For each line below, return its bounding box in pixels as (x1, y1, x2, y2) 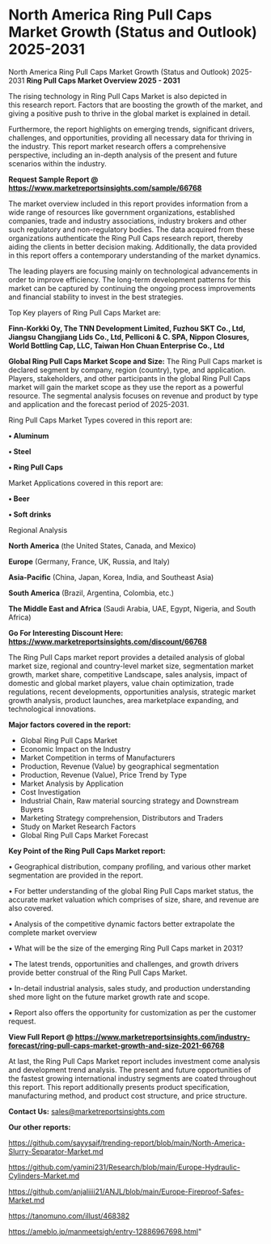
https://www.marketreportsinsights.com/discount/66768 (8, 637, 208, 646)
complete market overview (8, 927, 97, 937)
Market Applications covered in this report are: (8, 478, 163, 487)
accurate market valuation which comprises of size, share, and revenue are (8, 894, 260, 904)
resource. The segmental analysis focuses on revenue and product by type (8, 391, 259, 401)
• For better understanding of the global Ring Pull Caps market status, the (8, 886, 254, 895)
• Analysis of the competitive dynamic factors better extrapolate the (8, 919, 235, 929)
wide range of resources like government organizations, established (8, 207, 235, 217)
